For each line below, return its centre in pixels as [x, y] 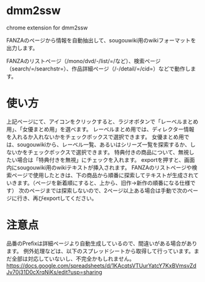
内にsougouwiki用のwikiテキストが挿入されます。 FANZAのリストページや [99, 167]
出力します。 [22, 48]
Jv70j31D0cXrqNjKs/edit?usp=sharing [54, 272]
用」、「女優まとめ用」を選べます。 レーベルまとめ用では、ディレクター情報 [100, 129]
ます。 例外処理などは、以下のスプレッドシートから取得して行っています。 [100, 251]
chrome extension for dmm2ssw [47, 28]
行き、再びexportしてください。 [57, 198]
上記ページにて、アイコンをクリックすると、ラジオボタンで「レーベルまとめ [102, 121]
